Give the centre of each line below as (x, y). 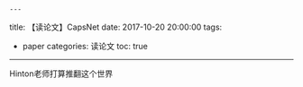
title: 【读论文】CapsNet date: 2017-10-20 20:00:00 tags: (116, 27)
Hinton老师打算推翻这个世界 (61, 74)
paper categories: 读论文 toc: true (85, 46)
